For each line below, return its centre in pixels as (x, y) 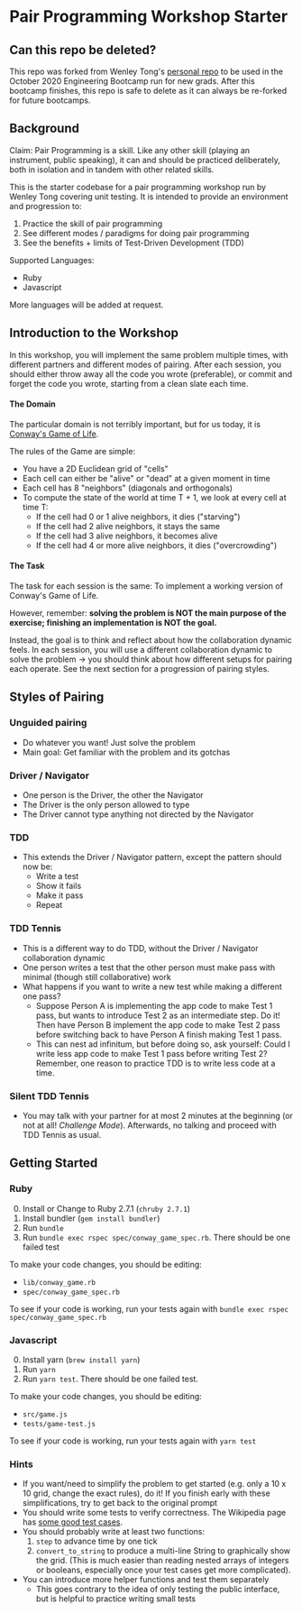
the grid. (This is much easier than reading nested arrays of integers (162, 1561)
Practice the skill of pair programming (92, 224)
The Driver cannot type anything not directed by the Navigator (138, 814)
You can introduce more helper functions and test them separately (146, 1580)
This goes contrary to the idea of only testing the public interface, (158, 1590)
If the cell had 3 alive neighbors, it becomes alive (127, 536)
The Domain (32, 404)
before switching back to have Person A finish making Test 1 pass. (159, 1034)
